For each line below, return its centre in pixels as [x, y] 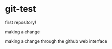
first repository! [21, 22]
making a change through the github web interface [56, 41]
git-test [21, 9]
